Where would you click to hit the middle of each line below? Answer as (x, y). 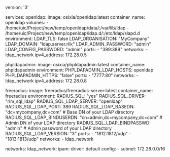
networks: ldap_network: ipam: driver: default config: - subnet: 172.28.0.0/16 (85, 149)
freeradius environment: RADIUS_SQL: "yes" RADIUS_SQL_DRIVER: (76, 96)
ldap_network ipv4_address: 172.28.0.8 (46, 81)
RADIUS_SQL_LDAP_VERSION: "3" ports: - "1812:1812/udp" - (68, 133)
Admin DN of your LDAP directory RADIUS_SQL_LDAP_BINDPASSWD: (78, 123)
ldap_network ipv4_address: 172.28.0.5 (46, 55)
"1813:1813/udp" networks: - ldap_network (49, 139)
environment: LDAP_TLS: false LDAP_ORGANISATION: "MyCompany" (77, 38)
